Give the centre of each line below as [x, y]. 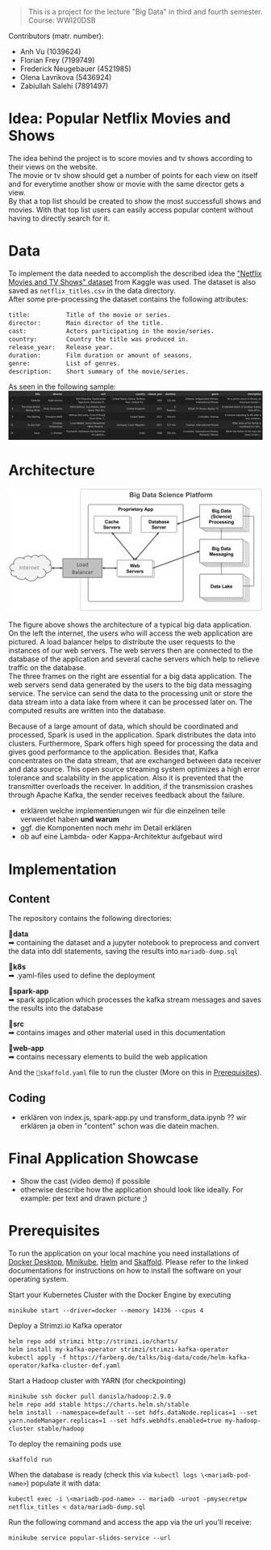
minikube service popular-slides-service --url [90, 1538]
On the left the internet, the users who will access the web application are [131, 633]
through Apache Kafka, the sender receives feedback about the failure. [127, 795]
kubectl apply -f [38, 1358]
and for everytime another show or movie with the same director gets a [126, 184]
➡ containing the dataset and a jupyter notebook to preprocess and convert [134, 943]
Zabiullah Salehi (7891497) [64, 86]
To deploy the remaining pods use [65, 1444]
